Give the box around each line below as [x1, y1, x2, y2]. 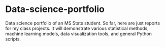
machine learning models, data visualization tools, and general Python [5, 30, 152, 36]
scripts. [5, 36, 21, 42]
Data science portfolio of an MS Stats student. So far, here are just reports [5, 20, 160, 26]
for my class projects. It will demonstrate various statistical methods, [5, 25, 149, 31]
